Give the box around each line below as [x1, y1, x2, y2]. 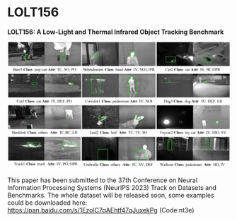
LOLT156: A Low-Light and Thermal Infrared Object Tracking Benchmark [7, 28, 224, 36]
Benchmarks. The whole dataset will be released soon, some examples [7, 191, 214, 199]
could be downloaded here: [7, 198, 88, 207]
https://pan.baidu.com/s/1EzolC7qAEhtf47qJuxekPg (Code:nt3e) [7, 205, 195, 214]
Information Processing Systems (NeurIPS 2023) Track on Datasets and [7, 183, 217, 191]
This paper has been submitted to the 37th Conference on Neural [7, 176, 198, 184]
